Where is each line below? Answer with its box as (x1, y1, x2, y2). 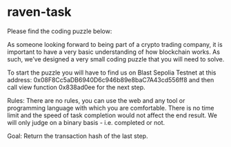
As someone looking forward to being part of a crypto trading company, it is (7, 40, 223, 48)
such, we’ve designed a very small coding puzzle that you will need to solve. (7, 55, 225, 63)
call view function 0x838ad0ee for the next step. (7, 83, 146, 91)
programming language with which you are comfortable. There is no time (7, 104, 214, 112)
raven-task (7, 4, 72, 20)
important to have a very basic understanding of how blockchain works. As (7, 48, 221, 56)
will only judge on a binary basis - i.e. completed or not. (7, 118, 165, 126)
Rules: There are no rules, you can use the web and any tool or (7, 96, 185, 104)
